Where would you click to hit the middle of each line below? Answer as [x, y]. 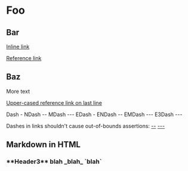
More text [18, 91]
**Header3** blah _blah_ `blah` [54, 161]
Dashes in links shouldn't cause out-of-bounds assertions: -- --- [86, 126]
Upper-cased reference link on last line [54, 102]
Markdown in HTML [43, 144]
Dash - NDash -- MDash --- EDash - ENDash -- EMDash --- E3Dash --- [94, 114]
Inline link [18, 46]
